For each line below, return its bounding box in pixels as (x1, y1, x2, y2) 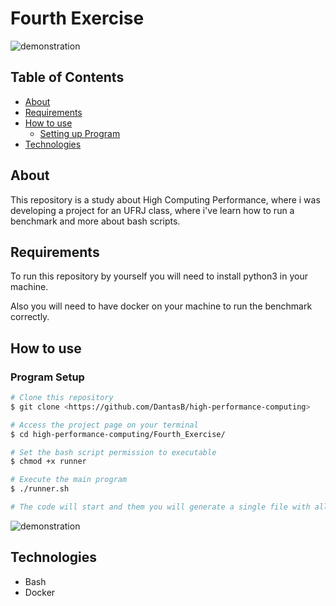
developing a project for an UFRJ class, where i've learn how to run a (10, 204, 295, 216)
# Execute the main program (10, 475, 128, 485)
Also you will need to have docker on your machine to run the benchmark (10, 300, 313, 312)
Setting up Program (39, 127, 121, 139)
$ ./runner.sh (10, 484, 70, 494)
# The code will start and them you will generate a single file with (10, 502, 311, 512)
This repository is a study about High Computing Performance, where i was (10, 193, 321, 206)
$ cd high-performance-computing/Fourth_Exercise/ (10, 429, 226, 439)
